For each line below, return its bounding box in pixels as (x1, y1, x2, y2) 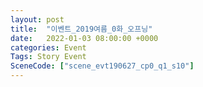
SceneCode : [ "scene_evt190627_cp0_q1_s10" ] (10, 61, 195, 71)
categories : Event (10, 42, 87, 53)
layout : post (10, 14, 65, 25)
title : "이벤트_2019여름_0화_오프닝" (10, 24, 153, 34)
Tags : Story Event (10, 52, 87, 62)
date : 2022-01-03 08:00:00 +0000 (10, 33, 159, 43)
